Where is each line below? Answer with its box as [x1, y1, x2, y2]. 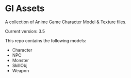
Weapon [12, 67, 29, 73]
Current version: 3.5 [5, 28, 45, 34]
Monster [12, 57, 29, 63]
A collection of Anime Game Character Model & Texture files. [5, 19, 127, 25]
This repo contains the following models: [5, 37, 86, 44]
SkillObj [12, 62, 28, 68]
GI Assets [5, 3, 45, 14]
